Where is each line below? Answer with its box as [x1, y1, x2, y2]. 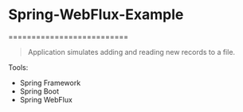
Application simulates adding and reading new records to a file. [27, 47, 236, 56]
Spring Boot [19, 86, 60, 96]
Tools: [8, 62, 29, 72]
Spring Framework [19, 78, 81, 87]
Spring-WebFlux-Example [8, 6, 184, 24]
